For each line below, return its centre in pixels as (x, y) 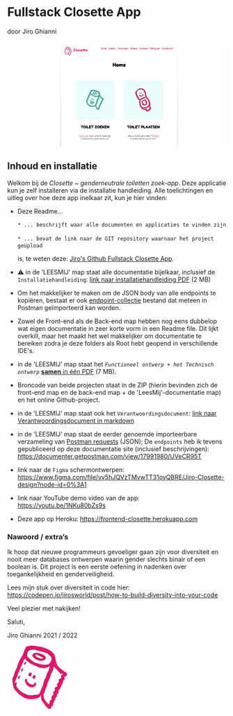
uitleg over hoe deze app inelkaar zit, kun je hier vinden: (88, 197)
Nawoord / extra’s (38, 537)
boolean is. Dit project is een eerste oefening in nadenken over (97, 567)
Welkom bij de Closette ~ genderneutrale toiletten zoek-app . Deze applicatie (117, 183)
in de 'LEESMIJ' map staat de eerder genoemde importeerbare (107, 434)
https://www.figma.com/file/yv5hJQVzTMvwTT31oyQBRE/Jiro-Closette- (121, 477)
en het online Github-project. (59, 400)
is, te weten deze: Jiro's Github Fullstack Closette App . (95, 259)
